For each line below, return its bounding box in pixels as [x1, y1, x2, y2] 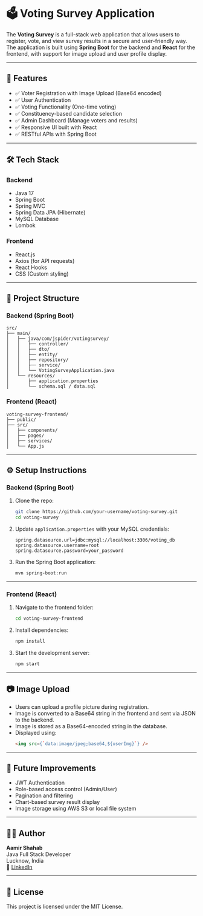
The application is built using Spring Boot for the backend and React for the [6, 44, 195, 51]
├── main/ [6, 330, 31, 337]
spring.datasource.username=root [14, 542, 100, 549]
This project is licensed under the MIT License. [6, 903, 123, 911]
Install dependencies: [14, 626, 69, 634]
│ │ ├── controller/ [6, 341, 69, 347]
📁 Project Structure [6, 293, 80, 304]
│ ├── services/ [6, 437, 53, 444]
